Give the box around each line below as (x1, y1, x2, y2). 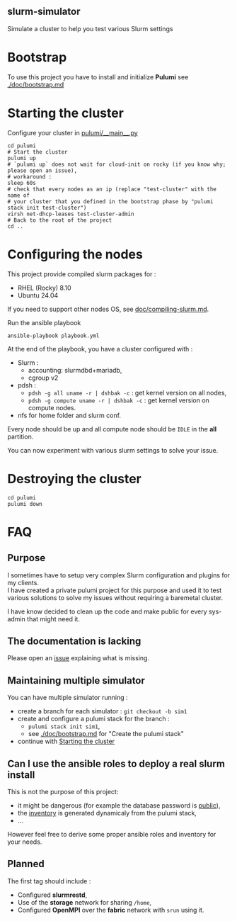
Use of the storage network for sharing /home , (17, 898, 152, 906)
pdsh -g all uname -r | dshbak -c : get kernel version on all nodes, (28, 388, 227, 397)
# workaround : (7, 173, 52, 180)
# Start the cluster (7, 148, 69, 155)
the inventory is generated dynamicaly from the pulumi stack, (17, 809, 197, 817)
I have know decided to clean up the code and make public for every (7, 607, 207, 616)
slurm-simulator (7, 6, 81, 18)
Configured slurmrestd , (17, 891, 88, 899)
